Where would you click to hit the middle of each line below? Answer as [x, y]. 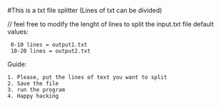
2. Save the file [33, 83]
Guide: [17, 64]
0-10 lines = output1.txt [49, 45]
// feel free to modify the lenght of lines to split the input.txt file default [110, 24]
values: [18, 32]
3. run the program [36, 90]
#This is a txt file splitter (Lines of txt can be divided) [85, 10]
